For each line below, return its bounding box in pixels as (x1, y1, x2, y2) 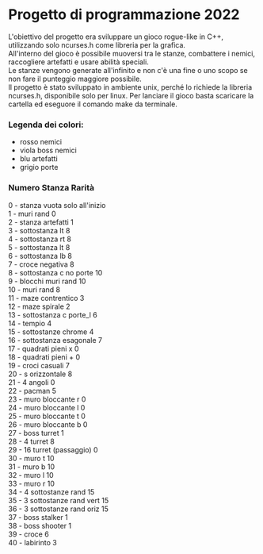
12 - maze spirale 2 (8, 302, 71, 311)
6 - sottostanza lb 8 (8, 251, 73, 260)
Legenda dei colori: (8, 119, 85, 130)
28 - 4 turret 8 (8, 437, 55, 446)
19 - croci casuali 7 (8, 360, 70, 370)
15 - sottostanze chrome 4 (8, 327, 94, 337)
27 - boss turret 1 (8, 428, 65, 437)
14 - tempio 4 (8, 318, 52, 328)
